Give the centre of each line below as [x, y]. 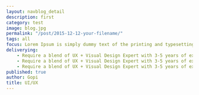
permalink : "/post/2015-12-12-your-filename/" [65, 34]
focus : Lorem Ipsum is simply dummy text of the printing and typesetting [100, 45]
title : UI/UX [22, 83]
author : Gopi [22, 77]
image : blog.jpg [26, 28]
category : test [25, 22]
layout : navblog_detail [36, 12]
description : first [30, 17]
